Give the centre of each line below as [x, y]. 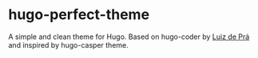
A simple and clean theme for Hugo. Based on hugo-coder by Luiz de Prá [129, 37]
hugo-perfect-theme [79, 15]
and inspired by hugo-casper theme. [69, 44]
